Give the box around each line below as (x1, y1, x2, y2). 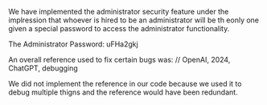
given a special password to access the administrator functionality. (8, 24, 230, 33)
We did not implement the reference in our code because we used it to (8, 79, 242, 88)
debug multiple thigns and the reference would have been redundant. (8, 87, 239, 97)
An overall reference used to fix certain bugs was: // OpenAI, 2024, (8, 55, 231, 64)
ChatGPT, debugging (8, 63, 78, 73)
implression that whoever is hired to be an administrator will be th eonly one (8, 15, 260, 25)
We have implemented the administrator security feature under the (8, 7, 229, 16)
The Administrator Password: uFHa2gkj (8, 39, 138, 49)
